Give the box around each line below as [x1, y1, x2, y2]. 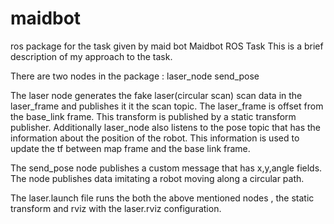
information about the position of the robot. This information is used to [10, 132, 300, 144]
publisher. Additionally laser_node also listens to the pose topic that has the [10, 121, 322, 133]
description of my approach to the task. [10, 50, 173, 62]
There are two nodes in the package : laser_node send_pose [10, 70, 260, 82]
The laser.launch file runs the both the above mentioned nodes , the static [10, 192, 315, 204]
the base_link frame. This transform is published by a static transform [10, 110, 297, 122]
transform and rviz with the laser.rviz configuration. [10, 202, 222, 214]
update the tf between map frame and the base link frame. [10, 142, 251, 154]
